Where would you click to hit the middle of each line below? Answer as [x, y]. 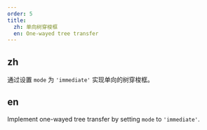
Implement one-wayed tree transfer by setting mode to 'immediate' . [103, 119]
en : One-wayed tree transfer [56, 33]
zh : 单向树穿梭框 [36, 27]
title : [17, 20]
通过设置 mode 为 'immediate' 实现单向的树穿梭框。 [81, 80]
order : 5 [20, 14]
